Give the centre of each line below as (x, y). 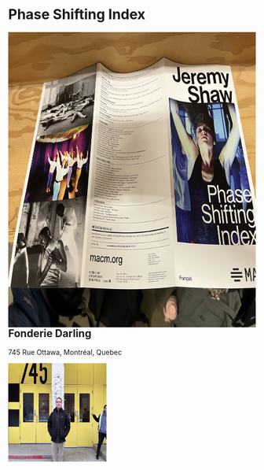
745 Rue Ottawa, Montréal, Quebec (65, 353)
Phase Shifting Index (77, 15)
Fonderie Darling (50, 333)
